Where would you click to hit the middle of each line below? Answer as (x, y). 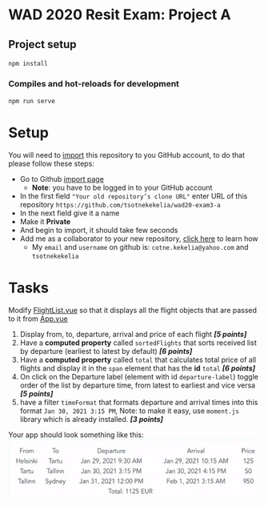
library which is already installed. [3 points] (92, 420)
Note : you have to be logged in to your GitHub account (122, 188)
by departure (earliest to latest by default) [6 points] (106, 351)
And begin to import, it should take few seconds (99, 231)
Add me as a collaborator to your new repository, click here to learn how (139, 239)
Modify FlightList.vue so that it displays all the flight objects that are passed (133, 311)
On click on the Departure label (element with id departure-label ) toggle (139, 377)
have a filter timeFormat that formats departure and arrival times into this (139, 403)
